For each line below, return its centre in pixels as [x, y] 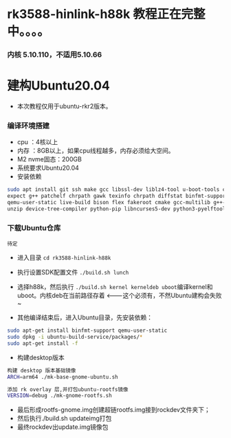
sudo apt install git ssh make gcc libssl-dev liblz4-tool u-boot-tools [113, 190]
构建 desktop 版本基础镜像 [42, 370]
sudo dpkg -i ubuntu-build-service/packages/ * [75, 337]
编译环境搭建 [29, 126]
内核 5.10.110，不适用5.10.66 [55, 54]
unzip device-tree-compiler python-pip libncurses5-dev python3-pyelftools [118, 209]
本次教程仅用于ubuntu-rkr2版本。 [64, 106]
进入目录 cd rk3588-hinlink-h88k [64, 258]
